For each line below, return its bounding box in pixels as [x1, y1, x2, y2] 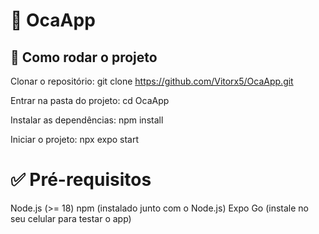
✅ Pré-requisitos [10, 169, 152, 191]
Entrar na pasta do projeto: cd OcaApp [10, 95, 170, 106]
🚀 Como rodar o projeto [10, 49, 158, 66]
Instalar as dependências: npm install [10, 114, 164, 126]
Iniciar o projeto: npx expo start [10, 134, 140, 145]
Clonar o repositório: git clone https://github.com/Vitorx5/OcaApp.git [10, 75, 294, 87]
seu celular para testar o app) [10, 212, 132, 224]
